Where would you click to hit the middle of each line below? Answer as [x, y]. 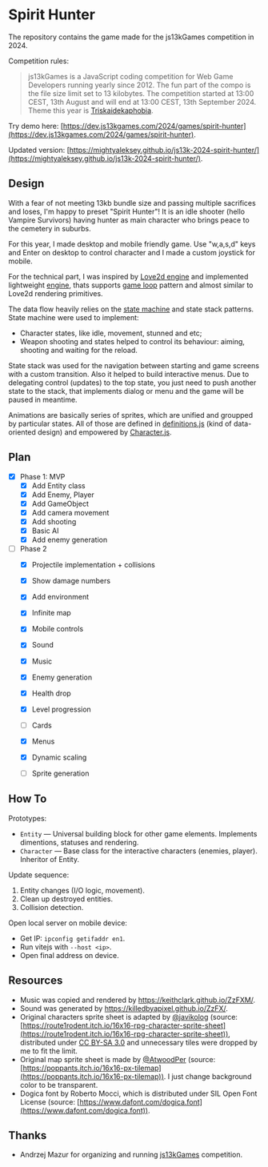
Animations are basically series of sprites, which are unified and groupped [131, 415]
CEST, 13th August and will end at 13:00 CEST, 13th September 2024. [142, 102]
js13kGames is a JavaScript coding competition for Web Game [130, 76]
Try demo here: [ [36, 126]
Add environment [60, 597]
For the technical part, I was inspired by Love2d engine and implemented [128, 276]
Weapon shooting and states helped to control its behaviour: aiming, [132, 341]
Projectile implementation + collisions [94, 565]
